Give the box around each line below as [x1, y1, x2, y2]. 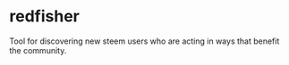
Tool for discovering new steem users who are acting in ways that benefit [9, 36, 280, 46]
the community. [9, 45, 67, 55]
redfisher [9, 6, 81, 27]
